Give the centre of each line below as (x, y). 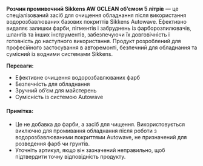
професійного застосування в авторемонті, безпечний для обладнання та (102, 47)
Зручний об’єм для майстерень (56, 90)
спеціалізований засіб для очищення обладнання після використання (96, 15)
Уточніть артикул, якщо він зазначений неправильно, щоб (90, 150)
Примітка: (20, 111)
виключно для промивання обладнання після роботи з (86, 131)
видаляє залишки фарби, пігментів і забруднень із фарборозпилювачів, (99, 28)
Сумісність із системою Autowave (59, 97)
